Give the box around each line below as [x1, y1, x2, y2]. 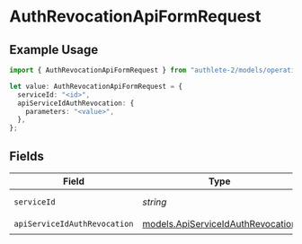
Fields [9, 148, 45, 163]
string [142, 196, 167, 208]
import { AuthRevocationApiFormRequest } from [9, 65, 187, 74]
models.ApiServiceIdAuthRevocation [142, 218, 298, 231]
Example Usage [9, 42, 99, 57]
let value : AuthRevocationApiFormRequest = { [9, 82, 182, 91]
